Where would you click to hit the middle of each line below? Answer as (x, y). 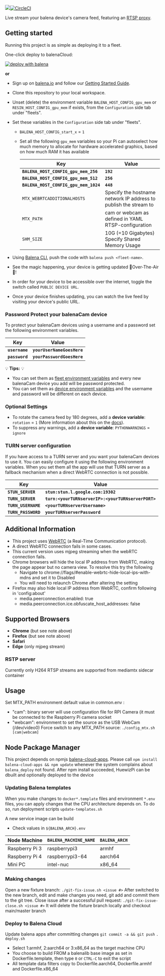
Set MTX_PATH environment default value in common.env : (65, 703)
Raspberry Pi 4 (25, 857)
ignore (19, 433)
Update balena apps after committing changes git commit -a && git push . (82, 934)
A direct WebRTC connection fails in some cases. (62, 546)
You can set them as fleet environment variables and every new (77, 378)
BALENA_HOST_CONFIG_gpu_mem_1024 (61, 185)
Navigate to (31, 572)
